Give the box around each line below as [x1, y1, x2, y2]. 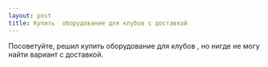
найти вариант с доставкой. [8, 49, 104, 59]
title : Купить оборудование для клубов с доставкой [8, 19, 188, 27]
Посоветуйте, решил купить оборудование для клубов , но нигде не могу [8, 41, 260, 50]
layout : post [8, 11, 52, 20]
